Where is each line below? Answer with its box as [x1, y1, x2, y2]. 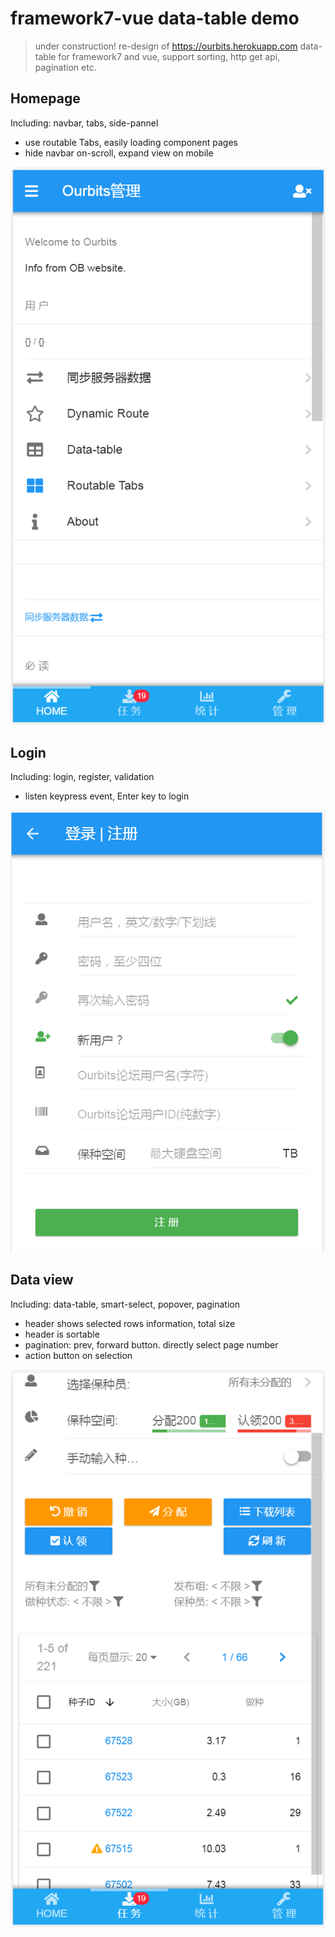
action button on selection [24, 1349, 133, 1361]
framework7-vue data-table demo [10, 7, 300, 30]
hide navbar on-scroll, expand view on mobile [24, 147, 214, 159]
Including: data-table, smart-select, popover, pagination [10, 1298, 240, 1310]
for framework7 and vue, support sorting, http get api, [58, 50, 281, 62]
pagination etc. [34, 61, 97, 73]
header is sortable [24, 1328, 100, 1340]
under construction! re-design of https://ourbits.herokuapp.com [34, 40, 298, 52]
